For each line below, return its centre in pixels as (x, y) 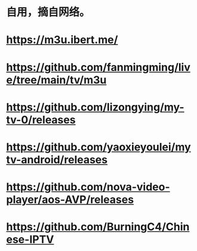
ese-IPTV (30, 240)
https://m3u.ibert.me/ (62, 40)
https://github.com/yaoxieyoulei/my (98, 147)
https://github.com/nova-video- (88, 187)
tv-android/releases (57, 159)
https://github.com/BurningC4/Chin (98, 227)
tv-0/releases (41, 120)
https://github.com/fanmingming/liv (98, 67)
